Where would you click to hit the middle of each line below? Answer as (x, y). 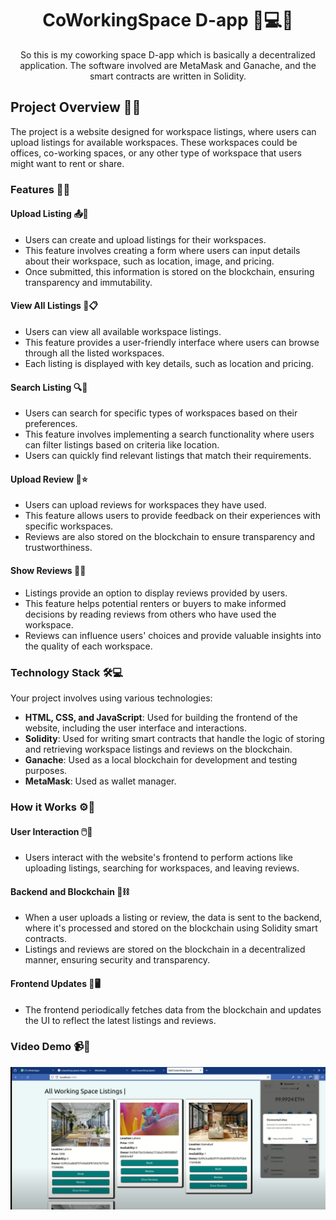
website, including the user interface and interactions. (135, 728)
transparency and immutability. (88, 282)
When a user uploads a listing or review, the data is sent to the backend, (173, 918)
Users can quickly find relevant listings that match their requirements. (168, 456)
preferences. (51, 424)
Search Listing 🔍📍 (49, 387)
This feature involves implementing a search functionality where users (169, 434)
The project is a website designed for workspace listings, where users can (163, 131)
